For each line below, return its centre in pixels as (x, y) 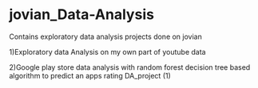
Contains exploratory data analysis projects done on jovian (105, 36)
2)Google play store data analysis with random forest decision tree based (130, 67)
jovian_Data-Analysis (82, 15)
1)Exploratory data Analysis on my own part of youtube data (107, 52)
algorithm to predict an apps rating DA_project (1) (90, 75)
